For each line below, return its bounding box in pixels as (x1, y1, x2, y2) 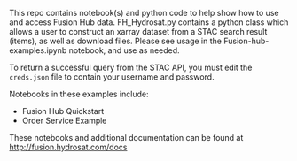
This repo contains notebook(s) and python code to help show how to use (9, 8, 279, 18)
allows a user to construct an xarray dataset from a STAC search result (9, 27, 268, 36)
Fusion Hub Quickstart (21, 106, 105, 116)
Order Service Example (21, 115, 107, 126)
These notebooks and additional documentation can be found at (9, 133, 244, 142)
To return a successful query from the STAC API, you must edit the (9, 62, 253, 73)
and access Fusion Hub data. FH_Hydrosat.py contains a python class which (9, 17, 289, 27)
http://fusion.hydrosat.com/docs (9, 142, 128, 152)
